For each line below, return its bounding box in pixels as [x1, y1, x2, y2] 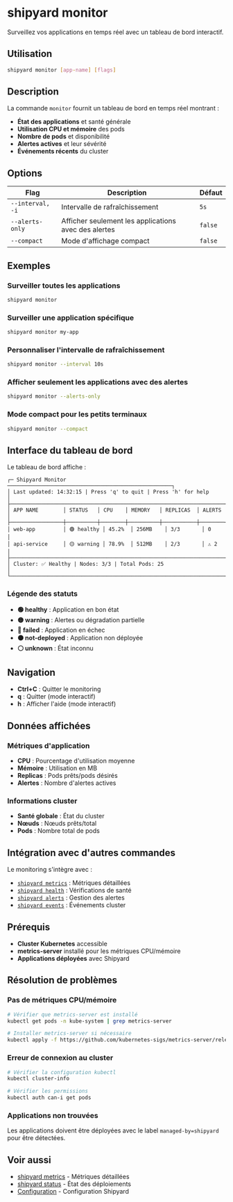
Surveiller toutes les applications [7, 280, 121, 290]
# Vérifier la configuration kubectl [7, 1069, 116, 1075]
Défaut [199, 188, 223, 197]
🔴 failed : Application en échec [17, 626, 105, 634]
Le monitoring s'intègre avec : [7, 866, 92, 874]
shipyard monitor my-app [7, 329, 79, 336]
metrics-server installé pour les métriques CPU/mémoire [17, 947, 181, 955]
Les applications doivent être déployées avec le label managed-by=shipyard [7, 1126, 220, 1135]
